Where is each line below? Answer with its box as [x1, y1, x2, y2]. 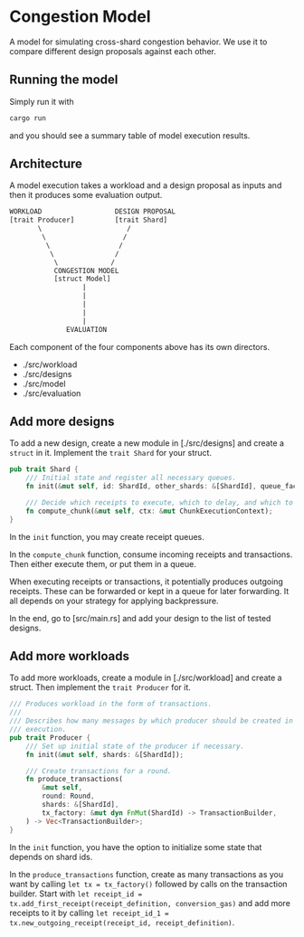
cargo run [9, 113, 47, 123]
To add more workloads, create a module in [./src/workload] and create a [9, 672, 282, 684]
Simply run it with [9, 96, 74, 107]
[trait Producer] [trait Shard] [9, 215, 168, 225]
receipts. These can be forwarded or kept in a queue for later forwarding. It [9, 585, 290, 596]
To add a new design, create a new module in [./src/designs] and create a [9, 438, 285, 449]
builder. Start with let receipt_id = [9, 888, 143, 899]
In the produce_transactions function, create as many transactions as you [9, 868, 283, 879]
